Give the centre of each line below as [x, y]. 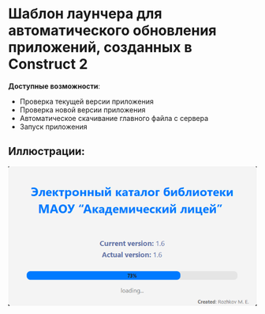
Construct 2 [48, 64]
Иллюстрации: [47, 151]
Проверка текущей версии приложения [86, 101]
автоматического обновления [112, 30]
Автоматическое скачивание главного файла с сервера [114, 118]
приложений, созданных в [100, 47]
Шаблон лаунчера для [85, 14]
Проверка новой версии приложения [82, 110]
